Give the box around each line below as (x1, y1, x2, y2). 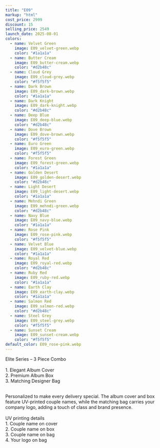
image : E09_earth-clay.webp (14, 289, 74, 294)
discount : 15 (5, 22, 33, 27)
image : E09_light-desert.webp (14, 189, 79, 194)
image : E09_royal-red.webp (14, 260, 72, 266)
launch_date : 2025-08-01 (5, 31, 58, 36)
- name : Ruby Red (10, 270, 47, 275)
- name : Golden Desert (10, 170, 58, 175)
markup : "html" (5, 12, 38, 17)
